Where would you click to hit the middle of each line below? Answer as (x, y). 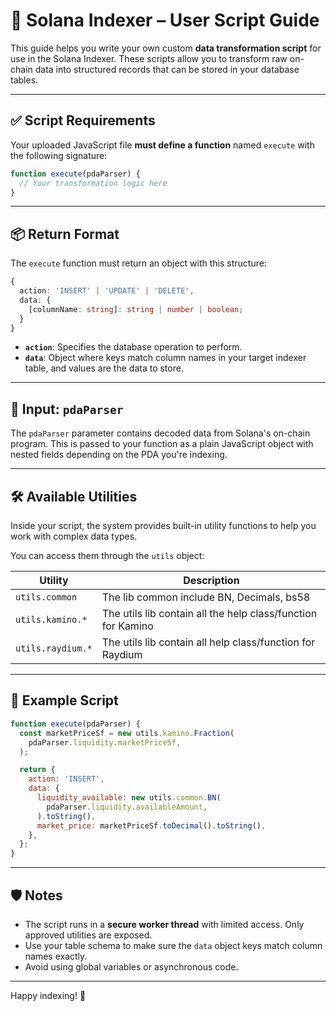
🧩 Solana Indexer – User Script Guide (165, 20)
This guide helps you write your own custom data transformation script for (166, 48)
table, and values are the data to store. (104, 368)
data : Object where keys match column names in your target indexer (165, 358)
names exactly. (56, 956)
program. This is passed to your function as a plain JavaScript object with (162, 444)
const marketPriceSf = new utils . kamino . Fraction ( (127, 733)
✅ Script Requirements (83, 120)
